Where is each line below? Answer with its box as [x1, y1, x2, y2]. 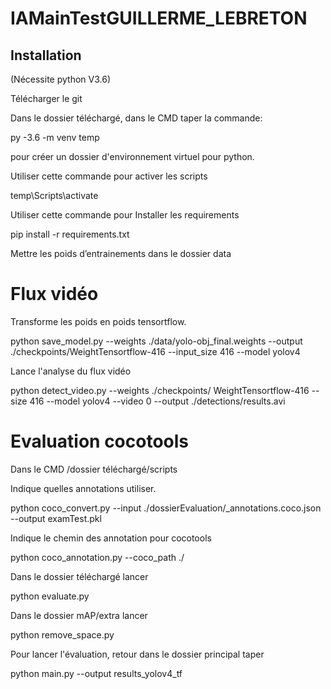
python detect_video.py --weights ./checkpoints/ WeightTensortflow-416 [10, 384, 310, 396]
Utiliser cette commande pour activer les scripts [10, 170, 208, 182]
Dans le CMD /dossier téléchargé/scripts [10, 463, 178, 475]
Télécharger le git [10, 93, 83, 104]
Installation [10, 47, 82, 64]
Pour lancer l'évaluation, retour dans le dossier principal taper [10, 648, 265, 660]
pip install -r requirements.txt [10, 228, 130, 240]
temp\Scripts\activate [10, 190, 99, 201]
